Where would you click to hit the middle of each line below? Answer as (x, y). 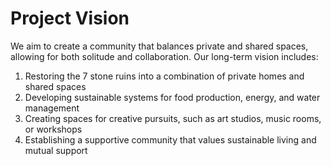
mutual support (56, 150)
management (52, 108)
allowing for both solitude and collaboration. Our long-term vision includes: (164, 56)
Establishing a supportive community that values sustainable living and (170, 139)
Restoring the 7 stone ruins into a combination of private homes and (164, 76)
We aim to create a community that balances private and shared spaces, (159, 46)
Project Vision (70, 18)
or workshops (53, 129)
